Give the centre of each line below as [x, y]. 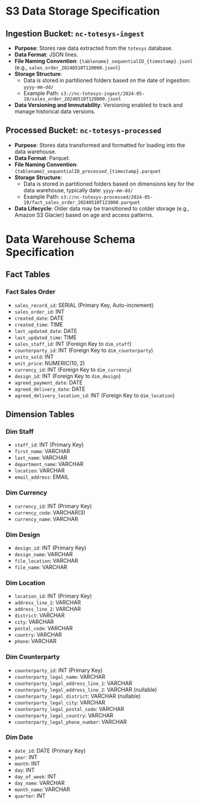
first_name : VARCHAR [42, 451]
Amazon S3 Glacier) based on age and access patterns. [84, 215]
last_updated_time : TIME [45, 337]
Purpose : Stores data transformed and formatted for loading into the [100, 145]
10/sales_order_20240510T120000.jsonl [72, 99]
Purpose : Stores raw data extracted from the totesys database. [94, 48]
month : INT [27, 763]
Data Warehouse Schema [70, 239]
